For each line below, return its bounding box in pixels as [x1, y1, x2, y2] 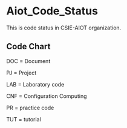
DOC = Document [6, 57, 51, 64]
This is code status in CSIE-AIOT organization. [6, 24, 122, 31]
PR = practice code [6, 104, 54, 111]
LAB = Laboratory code [6, 81, 65, 88]
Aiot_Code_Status [6, 4, 99, 18]
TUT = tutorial [6, 115, 41, 123]
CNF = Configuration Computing [6, 92, 87, 100]
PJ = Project [6, 69, 37, 76]
